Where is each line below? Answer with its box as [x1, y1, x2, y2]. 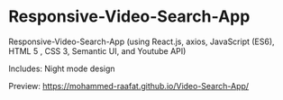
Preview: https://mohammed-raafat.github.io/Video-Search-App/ [8, 80, 250, 91]
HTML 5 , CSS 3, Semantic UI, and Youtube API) [8, 45, 187, 56]
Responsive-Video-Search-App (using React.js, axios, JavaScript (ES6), [8, 36, 276, 47]
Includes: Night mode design [8, 63, 115, 74]
